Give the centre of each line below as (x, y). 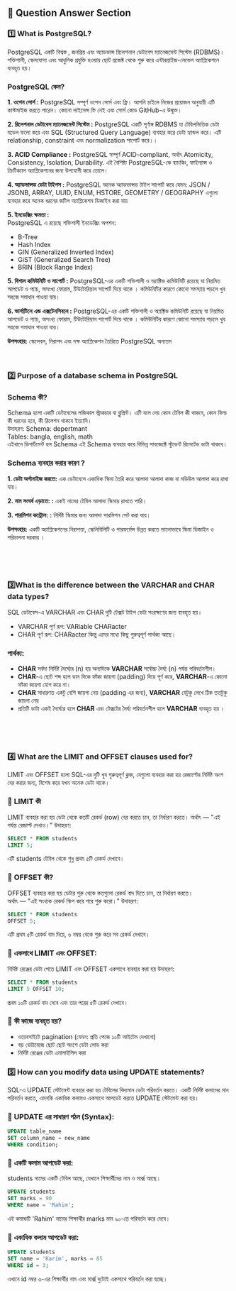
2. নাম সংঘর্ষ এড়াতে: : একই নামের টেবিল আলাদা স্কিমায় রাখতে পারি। (77, 500)
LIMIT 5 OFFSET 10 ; (36, 989)
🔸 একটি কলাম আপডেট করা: (40, 1163)
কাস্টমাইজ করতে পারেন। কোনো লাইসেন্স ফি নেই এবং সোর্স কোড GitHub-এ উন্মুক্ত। (95, 110)
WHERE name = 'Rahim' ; (41, 1205)
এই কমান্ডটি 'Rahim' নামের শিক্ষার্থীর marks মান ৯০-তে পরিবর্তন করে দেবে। (89, 1219)
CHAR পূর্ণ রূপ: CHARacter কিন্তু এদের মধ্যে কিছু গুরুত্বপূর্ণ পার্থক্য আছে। (96, 634)
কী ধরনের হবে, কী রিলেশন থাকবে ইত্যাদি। (50, 421)
